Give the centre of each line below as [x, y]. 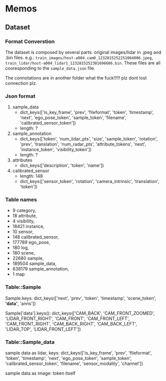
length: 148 [31, 176]
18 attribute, [25, 216]
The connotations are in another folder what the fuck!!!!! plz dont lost [76, 77]
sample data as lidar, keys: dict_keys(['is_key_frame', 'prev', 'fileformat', [78, 353]
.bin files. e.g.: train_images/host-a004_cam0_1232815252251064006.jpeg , [79, 57]
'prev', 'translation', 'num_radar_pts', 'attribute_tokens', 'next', [83, 144]
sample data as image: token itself [40, 373]
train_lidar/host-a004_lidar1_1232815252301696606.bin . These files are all [83, 62]
